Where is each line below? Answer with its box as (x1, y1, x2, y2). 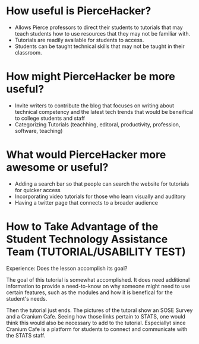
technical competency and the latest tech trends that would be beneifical (14, 108, 194, 115)
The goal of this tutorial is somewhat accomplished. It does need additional (6, 276, 190, 283)
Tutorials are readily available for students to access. (14, 36, 144, 43)
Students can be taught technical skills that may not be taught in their (14, 43, 185, 50)
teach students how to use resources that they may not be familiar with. (14, 30, 191, 37)
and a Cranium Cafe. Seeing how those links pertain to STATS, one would (6, 313, 185, 320)
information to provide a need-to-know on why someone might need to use (6, 282, 191, 289)
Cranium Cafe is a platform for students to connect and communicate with (6, 325, 188, 333)
